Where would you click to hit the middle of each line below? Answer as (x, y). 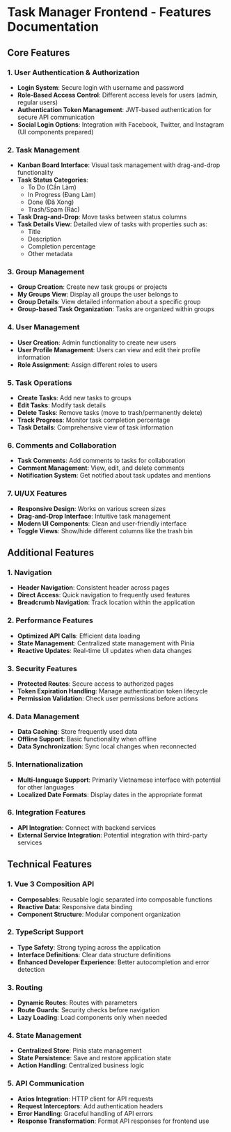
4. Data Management (43, 716)
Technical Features (50, 864)
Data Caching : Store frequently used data (77, 732)
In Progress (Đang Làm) (62, 195)
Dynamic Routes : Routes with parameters (77, 1003)
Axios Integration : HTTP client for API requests (85, 1099)
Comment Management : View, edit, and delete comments (101, 468)
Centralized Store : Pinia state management (79, 1051)
